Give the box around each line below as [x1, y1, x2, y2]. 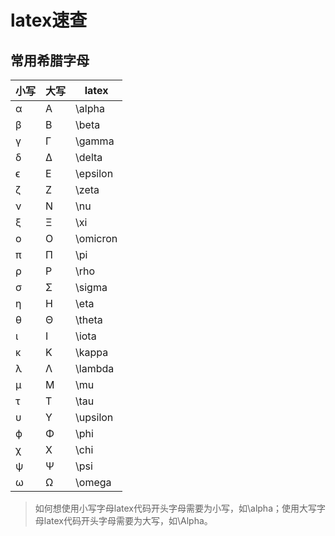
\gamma [75, 134, 115, 148]
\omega [75, 476, 112, 489]
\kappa [75, 346, 109, 359]
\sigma [75, 281, 108, 294]
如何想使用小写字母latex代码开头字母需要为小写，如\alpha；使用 [34, 502, 300, 514]
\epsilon [75, 167, 114, 180]
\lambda [75, 362, 115, 375]
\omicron [75, 232, 118, 245]
